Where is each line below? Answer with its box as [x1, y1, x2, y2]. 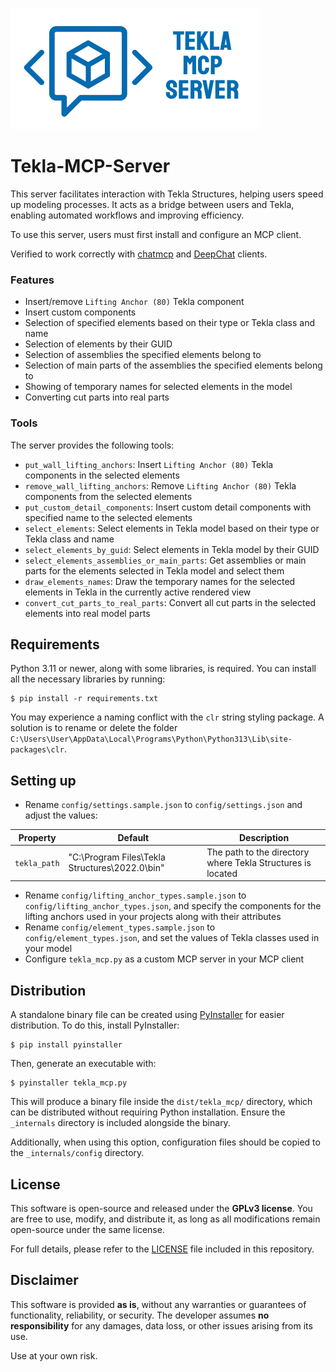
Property [18, 831, 57, 843]
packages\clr [10, 745, 65, 755]
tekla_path [14, 858, 60, 868]
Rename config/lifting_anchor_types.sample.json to [24, 889, 247, 902]
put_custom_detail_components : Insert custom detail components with [24, 501, 312, 513]
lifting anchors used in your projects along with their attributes [24, 911, 282, 923]
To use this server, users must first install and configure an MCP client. [10, 228, 302, 240]
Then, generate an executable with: [10, 1058, 157, 1070]
